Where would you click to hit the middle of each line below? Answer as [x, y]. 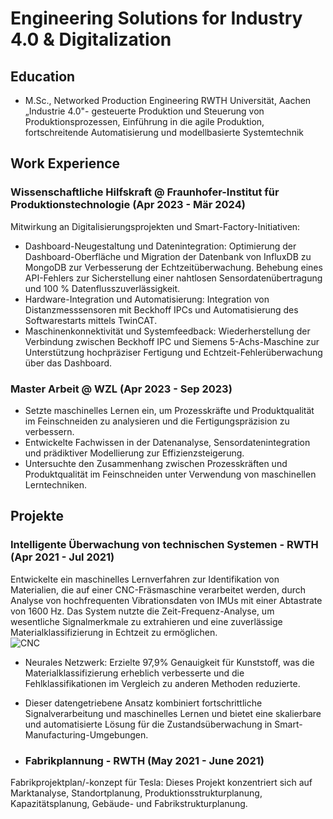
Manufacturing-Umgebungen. [86, 734]
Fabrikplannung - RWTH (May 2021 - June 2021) [144, 760]
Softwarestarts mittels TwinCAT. [91, 320]
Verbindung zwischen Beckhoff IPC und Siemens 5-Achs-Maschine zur [172, 341]
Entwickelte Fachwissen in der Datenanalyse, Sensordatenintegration [167, 442]
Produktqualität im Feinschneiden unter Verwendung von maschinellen [170, 474]
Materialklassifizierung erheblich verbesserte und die [134, 673]
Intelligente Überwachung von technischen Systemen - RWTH [164, 545]
